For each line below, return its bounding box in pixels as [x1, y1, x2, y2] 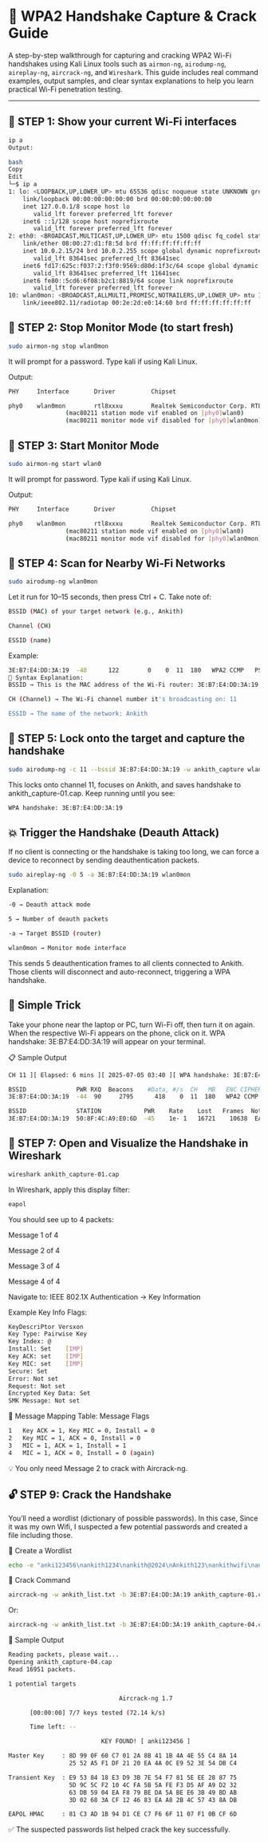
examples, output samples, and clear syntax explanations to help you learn [8, 76, 254, 85]
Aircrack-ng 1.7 [118, 1694, 173, 1702]
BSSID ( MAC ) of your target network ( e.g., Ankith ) [8, 608, 183, 616]
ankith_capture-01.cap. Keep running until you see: [8, 788, 175, 798]
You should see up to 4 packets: [8, 1214, 114, 1224]
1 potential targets [8, 1679, 77, 1688]
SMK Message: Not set [8, 1397, 81, 1405]
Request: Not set [8, 1382, 66, 1390]
